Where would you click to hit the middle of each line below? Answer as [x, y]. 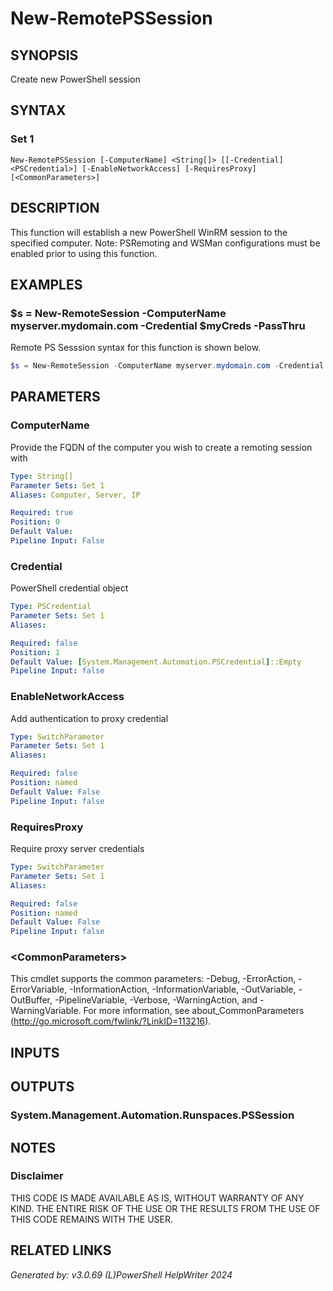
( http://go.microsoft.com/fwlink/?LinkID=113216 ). [111, 1021]
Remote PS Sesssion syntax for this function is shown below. [136, 348]
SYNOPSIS [44, 55]
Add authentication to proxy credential [89, 718]
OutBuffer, [31, 1000]
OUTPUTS [42, 1087]
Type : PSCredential [51, 607]
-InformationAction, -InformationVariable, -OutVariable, [183, 989]
